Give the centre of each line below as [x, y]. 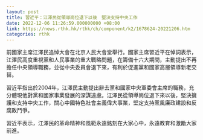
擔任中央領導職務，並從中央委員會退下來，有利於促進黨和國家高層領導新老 [99, 68]
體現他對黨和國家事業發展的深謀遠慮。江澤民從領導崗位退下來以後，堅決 [101, 95]
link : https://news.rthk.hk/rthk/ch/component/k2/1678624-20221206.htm [98, 29]
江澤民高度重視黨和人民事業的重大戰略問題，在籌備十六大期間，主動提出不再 [101, 60]
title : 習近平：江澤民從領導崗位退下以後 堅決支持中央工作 [72, 17]
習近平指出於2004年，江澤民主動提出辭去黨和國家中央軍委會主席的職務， [98, 87]
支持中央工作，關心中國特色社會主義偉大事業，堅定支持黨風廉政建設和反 [107, 103]
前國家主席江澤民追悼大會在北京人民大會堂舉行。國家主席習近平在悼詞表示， [101, 52]
